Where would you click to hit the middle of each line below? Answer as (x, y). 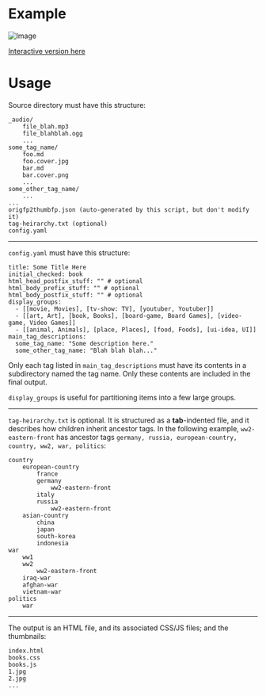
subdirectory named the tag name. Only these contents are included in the (129, 373)
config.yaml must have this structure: (69, 252)
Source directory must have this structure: (77, 105)
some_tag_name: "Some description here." (85, 343)
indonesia (53, 543)
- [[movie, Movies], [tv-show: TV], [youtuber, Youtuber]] (115, 309)
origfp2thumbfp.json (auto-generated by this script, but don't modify (129, 210)
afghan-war (40, 585)
